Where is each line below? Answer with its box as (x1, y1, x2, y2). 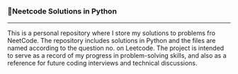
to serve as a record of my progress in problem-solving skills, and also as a (7, 51, 227, 60)
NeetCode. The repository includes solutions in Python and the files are (7, 37, 216, 45)
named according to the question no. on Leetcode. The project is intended (7, 44, 225, 52)
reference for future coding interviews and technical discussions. (7, 59, 198, 68)
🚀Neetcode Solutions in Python (7, 6, 117, 16)
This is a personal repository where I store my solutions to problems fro (7, 29, 216, 37)
